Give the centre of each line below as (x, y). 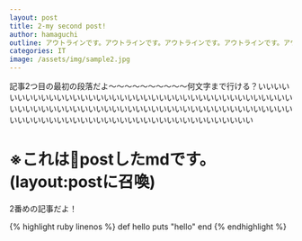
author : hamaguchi (44, 34)
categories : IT (38, 51)
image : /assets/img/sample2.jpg (70, 59)
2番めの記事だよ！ (44, 209)
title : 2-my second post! (58, 26)
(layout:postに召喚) (82, 182)
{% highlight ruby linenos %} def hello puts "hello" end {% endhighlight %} (148, 227)
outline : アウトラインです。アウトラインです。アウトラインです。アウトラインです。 (147, 43)
